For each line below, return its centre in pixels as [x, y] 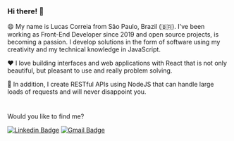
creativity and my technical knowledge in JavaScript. [84, 49]
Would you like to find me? [46, 116]
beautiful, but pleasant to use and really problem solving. [90, 70]
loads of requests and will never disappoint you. [77, 92]
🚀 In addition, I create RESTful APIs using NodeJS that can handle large [111, 85]
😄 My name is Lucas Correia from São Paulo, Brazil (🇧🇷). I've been [106, 27]
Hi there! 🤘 [26, 11]
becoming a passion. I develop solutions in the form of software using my [114, 42]
